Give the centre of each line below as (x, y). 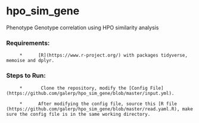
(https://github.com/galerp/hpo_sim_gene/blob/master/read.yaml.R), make (100, 109)
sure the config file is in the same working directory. (78, 114)
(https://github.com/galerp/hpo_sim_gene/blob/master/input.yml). (90, 93)
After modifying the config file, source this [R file (108, 104)
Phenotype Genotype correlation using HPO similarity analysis (83, 27)
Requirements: (28, 43)
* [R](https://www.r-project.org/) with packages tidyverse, (103, 56)
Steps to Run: (26, 76)
